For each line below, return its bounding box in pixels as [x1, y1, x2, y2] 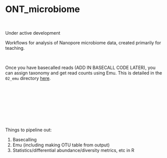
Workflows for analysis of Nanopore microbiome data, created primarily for [5, 39, 161, 46]
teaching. [5, 45, 25, 51]
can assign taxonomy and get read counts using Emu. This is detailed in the [5, 69, 162, 76]
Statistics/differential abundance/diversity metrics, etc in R [12, 147, 135, 153]
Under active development [5, 30, 61, 36]
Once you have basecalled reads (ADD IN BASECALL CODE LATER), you [5, 64, 155, 70]
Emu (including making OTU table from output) [12, 142, 110, 148]
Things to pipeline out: [5, 127, 52, 133]
